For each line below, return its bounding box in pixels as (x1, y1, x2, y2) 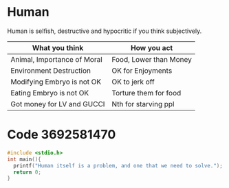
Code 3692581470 (7, 127, 116, 143)
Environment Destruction (10, 66, 91, 75)
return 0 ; (13, 169, 41, 176)
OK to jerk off (111, 77, 155, 86)
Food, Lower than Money (111, 54, 193, 64)
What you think (32, 43, 84, 52)
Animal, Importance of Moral (10, 54, 103, 64)
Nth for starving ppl (111, 99, 175, 108)
